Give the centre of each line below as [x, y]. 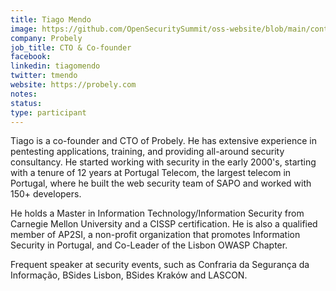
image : [24, 29]
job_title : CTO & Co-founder [71, 47]
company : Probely [46, 38]
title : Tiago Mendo [51, 19]
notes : [24, 94]
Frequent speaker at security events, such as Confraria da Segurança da [160, 265]
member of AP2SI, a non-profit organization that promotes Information [155, 235]
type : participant [48, 112]
